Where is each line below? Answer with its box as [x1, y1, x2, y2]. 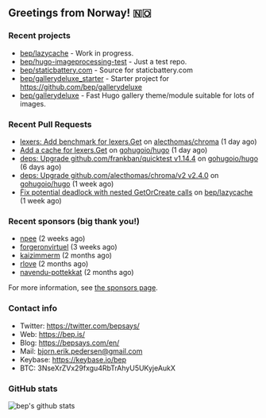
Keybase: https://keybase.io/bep [19, 354, 127, 364]
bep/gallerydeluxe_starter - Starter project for [19, 73, 169, 83]
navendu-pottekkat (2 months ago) [19, 268, 134, 277]
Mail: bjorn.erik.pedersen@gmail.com [19, 346, 143, 356]
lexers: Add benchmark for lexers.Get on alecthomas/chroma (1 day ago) [19, 137, 257, 146]
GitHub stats [8, 383, 58, 394]
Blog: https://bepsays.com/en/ [19, 338, 120, 347]
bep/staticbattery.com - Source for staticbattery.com [19, 65, 193, 75]
